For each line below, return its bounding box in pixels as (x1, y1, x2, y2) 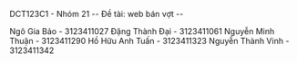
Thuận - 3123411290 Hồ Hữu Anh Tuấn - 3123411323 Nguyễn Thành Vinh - (9, 36, 290, 46)
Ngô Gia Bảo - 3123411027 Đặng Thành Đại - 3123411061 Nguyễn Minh (9, 26, 275, 36)
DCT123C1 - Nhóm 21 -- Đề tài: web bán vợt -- (9, 9, 184, 19)
